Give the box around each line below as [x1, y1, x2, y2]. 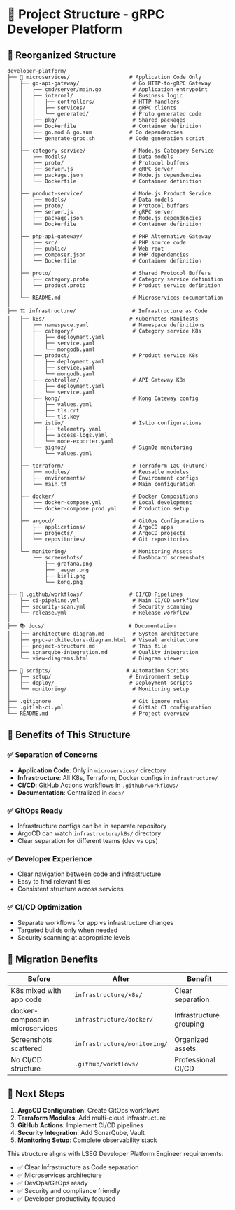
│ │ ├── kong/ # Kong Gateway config [7, 395, 199, 402]
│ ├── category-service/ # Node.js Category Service [7, 147, 215, 154]
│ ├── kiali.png [7, 573, 86, 580]
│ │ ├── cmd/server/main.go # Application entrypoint [7, 86, 208, 93]
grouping [174, 1019, 204, 1029]
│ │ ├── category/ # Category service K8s [7, 328, 201, 335]
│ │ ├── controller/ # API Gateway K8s [7, 377, 187, 384]
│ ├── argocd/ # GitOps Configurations [7, 517, 205, 524]
